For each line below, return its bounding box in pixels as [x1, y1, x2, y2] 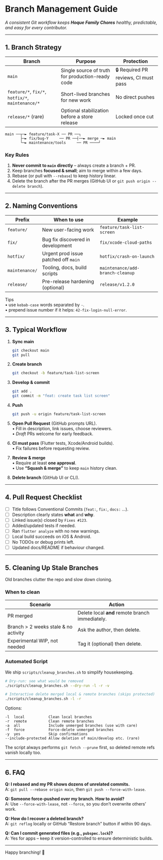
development [42, 242, 72, 249]
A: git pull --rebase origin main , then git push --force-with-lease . [5, 786, 146, 792]
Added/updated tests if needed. [12, 522, 76, 529]
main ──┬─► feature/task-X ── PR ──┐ [5, 131, 81, 137]
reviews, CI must [115, 74, 154, 81]
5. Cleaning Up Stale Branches [5, 564, 98, 572]
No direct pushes [115, 93, 155, 100]
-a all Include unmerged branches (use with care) [5, 723, 138, 728]
